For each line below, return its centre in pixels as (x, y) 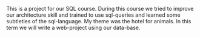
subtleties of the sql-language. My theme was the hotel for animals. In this (99, 21)
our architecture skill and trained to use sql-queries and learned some (93, 15)
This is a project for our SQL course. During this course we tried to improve (100, 9)
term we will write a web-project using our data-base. (73, 27)
